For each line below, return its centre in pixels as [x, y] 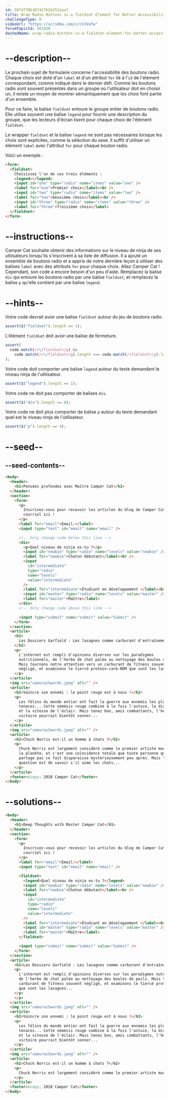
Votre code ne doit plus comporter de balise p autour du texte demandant [81, 412]
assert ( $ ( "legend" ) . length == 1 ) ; [41, 383]
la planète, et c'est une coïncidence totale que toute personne [88, 753]
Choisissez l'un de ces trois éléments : [58, 174]
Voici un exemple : [24, 155]
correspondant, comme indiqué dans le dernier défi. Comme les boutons [80, 83]
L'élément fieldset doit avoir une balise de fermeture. [61, 336]
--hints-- [24, 303]
